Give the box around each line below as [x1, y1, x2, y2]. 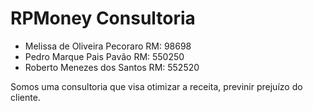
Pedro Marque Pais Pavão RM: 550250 [24, 50, 185, 62]
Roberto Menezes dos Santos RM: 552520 [24, 61, 200, 73]
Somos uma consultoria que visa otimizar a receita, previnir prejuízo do [10, 80, 303, 92]
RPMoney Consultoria [10, 7, 196, 30]
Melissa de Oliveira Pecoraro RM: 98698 [24, 40, 192, 52]
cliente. [10, 91, 41, 103]
